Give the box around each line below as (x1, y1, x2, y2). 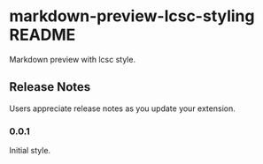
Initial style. (9, 145, 51, 156)
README (9, 25, 76, 45)
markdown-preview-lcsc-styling (9, 6, 255, 26)
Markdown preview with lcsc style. (9, 54, 135, 64)
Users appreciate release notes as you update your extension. (9, 103, 236, 114)
